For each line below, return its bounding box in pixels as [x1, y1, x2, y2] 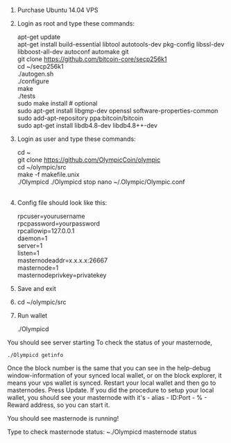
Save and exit [17, 285, 57, 292]
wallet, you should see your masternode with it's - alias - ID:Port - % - [7, 394, 207, 401]
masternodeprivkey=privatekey [17, 271, 107, 279]
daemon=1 [17, 234, 48, 242]
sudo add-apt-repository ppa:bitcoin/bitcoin [17, 114, 144, 122]
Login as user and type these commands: [17, 135, 137, 143]
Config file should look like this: [17, 199, 108, 207]
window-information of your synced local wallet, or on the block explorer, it [7, 371, 222, 379]
